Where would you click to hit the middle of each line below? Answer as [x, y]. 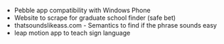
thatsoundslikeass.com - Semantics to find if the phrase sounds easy [115, 25]
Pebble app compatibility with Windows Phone [82, 10]
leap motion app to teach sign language [72, 33]
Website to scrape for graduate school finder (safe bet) [95, 18]
